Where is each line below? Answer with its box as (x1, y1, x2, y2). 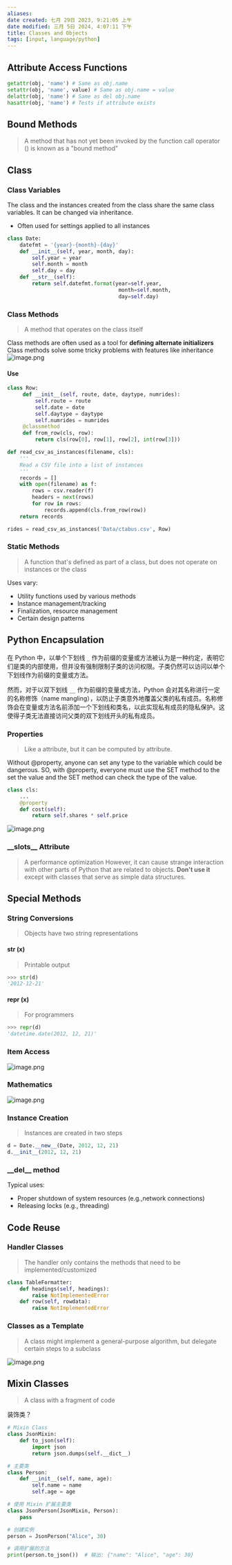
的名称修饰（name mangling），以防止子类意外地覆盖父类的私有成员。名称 (7, 694, 217, 702)
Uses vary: (7, 578, 38, 586)
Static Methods (7, 542, 60, 552)
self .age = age (32, 1488, 76, 1496)
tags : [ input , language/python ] (7, 36, 100, 43)
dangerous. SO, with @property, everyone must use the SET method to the (7, 765, 220, 773)
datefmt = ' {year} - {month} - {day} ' (19, 241, 119, 248)
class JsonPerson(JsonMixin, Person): (7, 1507, 119, 1514)
